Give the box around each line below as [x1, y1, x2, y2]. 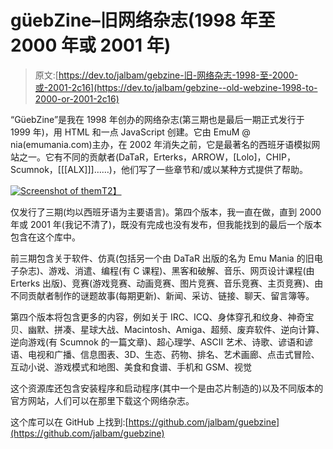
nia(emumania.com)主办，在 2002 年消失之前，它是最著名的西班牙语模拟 [10, 138, 312, 150]
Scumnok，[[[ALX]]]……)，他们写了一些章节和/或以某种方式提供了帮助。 [10, 163, 308, 175]
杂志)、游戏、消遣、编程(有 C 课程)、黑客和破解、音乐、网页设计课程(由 [18, 264, 315, 276]
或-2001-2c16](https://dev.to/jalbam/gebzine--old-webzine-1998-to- [34, 81, 318, 93]
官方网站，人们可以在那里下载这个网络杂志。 [10, 394, 195, 406]
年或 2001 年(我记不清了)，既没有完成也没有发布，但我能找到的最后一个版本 [10, 218, 322, 230]
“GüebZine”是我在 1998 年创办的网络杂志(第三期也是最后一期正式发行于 [10, 113, 305, 125]
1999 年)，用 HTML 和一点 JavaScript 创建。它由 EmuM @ [10, 126, 251, 138]
